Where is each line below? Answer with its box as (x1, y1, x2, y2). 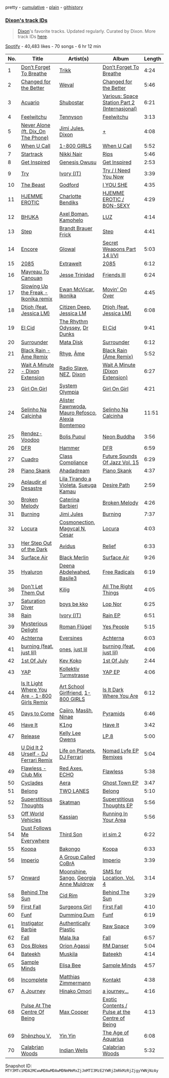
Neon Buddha (102, 433, 135, 440)
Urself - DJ (21, 750, 48, 757)
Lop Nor (102, 601, 122, 608)
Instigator (21, 920, 44, 927)
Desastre (21, 485, 43, 492)
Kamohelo (59, 217, 83, 224)
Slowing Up (21, 283, 48, 290)
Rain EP (102, 612, 121, 619)
